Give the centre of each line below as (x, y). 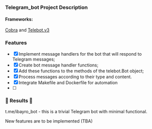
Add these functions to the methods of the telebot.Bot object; (81, 71)
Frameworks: (19, 19)
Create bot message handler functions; (58, 65)
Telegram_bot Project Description (47, 7)
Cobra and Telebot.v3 (27, 30)
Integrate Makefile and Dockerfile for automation (68, 83)
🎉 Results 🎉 (19, 101)
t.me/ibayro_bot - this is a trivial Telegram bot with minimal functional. (76, 111)
